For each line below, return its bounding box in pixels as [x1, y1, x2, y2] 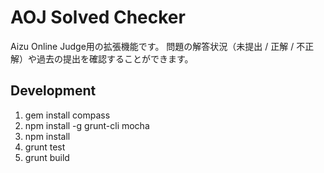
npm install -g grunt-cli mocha [24, 119, 150, 131]
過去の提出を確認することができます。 [36, 52, 194, 65]
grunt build [24, 151, 70, 163]
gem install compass [24, 109, 111, 121]
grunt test [24, 141, 66, 153]
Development [10, 82, 97, 100]
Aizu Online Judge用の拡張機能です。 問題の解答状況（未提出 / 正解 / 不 [10, 40, 306, 52]
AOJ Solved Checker [10, 6, 186, 29]
